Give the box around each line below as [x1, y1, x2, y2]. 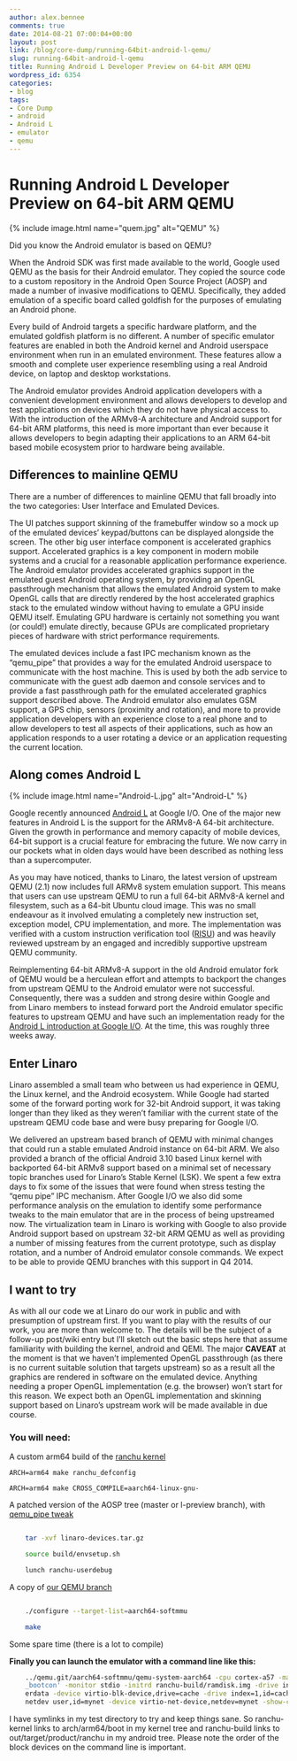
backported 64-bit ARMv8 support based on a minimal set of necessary [9, 1162, 271, 1173]
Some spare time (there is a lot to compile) [9, 1639, 164, 1649]
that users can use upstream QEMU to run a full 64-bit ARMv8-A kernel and [9, 891, 286, 901]
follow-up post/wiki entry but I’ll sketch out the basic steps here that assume [9, 1333, 288, 1344]
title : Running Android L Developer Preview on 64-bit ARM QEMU [9, 63, 251, 72]
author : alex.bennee [9, 12, 86, 22]
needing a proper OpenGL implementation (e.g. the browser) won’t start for [9, 1380, 283, 1391]
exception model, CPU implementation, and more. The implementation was [9, 919, 282, 930]
